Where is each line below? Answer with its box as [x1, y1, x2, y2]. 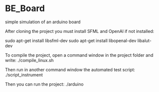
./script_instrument [5, 72, 43, 77]
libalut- [137, 37, 152, 44]
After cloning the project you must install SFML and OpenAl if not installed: [5, 28, 155, 34]
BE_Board [5, 3, 45, 14]
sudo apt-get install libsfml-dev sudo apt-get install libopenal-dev [5, 37, 137, 44]
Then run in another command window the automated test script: [5, 66, 135, 73]
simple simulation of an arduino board [5, 19, 81, 25]
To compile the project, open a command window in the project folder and [5, 52, 154, 58]
